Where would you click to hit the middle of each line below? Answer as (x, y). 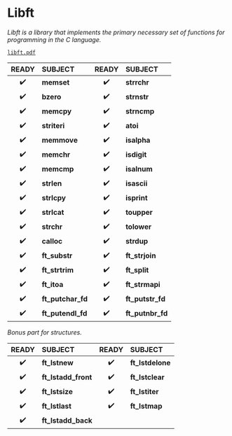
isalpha (138, 140)
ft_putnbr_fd (146, 314)
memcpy (57, 111)
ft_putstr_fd (145, 299)
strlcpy (54, 198)
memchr (56, 155)
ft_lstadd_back (67, 421)
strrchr (137, 83)
